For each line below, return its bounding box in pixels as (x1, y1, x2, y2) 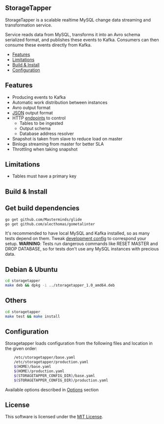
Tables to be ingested (19, 120, 64, 126)
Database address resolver (19, 131, 74, 136)
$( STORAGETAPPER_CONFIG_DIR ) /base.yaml (14, 373, 95, 378)
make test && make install (5, 314, 60, 319)
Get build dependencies (5, 204, 80, 212)
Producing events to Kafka (12, 94, 66, 100)
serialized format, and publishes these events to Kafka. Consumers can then (5, 37, 159, 43)
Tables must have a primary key (12, 173, 77, 179)
